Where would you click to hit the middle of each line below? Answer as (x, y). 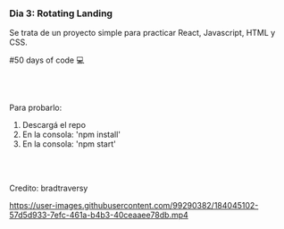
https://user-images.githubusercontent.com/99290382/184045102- (134, 206)
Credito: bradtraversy (49, 188)
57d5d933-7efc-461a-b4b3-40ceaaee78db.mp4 (99, 215)
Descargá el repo (54, 125)
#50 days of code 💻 (47, 60)
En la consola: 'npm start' (69, 144)
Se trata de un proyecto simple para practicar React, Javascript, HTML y (142, 33)
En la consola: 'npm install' (71, 135)
